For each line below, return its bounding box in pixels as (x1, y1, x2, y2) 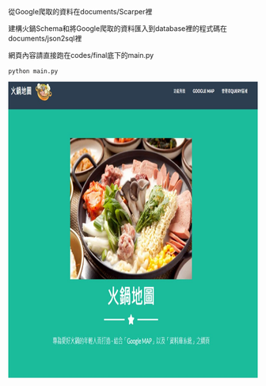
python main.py (8, 67, 59, 75)
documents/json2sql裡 (8, 34, 82, 43)
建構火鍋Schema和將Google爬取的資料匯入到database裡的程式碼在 (8, 24, 227, 33)
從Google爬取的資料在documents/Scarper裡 (8, 7, 153, 16)
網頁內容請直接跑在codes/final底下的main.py (8, 51, 154, 59)
